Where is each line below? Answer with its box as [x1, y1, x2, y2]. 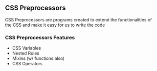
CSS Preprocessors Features [5, 34, 75, 41]
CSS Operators [12, 61, 43, 67]
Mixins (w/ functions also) [12, 55, 65, 61]
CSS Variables [12, 45, 41, 51]
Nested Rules [12, 51, 40, 56]
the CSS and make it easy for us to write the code [5, 22, 105, 28]
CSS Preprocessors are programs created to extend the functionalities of [5, 17, 152, 22]
